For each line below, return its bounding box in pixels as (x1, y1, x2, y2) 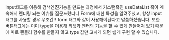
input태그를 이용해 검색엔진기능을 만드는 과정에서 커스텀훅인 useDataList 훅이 (5, 4, 159, 10)
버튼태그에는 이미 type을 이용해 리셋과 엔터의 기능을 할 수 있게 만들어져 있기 (5, 23, 155, 29)
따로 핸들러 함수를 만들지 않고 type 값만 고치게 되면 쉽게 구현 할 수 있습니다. (10, 29, 159, 35)
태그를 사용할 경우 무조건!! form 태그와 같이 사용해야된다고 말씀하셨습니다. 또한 (5, 17, 160, 22)
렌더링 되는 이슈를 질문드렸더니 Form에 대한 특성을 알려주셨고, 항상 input (18, 10, 162, 16)
